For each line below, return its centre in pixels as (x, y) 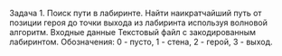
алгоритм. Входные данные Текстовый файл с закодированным (132, 32)
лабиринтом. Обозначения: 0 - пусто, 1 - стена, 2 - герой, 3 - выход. (141, 42)
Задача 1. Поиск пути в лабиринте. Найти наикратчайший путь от (136, 13)
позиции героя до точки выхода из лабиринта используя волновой (139, 23)
